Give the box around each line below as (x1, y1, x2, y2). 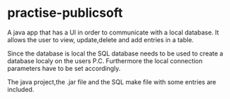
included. (7, 85, 34, 93)
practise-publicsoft (7, 5, 123, 21)
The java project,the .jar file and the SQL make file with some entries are (7, 77, 217, 86)
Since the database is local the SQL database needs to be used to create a (7, 49, 224, 58)
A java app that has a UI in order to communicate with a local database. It (7, 28, 219, 37)
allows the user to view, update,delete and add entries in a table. (7, 35, 194, 44)
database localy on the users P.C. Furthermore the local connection (7, 56, 203, 65)
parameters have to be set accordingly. (7, 64, 121, 72)
